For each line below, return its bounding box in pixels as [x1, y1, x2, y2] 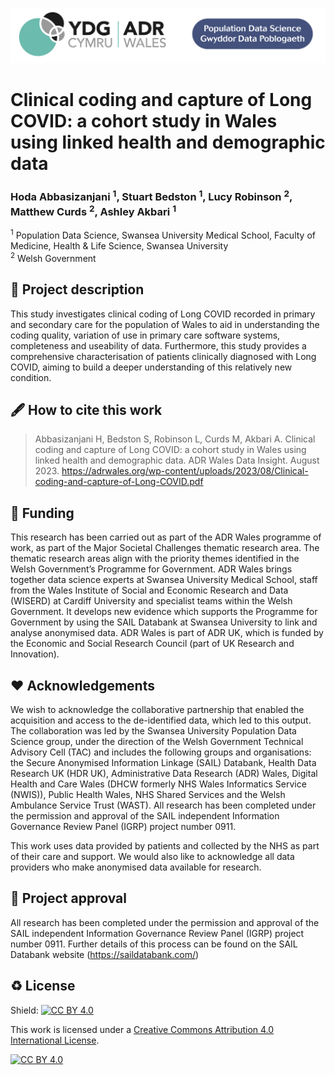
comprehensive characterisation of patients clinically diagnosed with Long [10, 350, 317, 362]
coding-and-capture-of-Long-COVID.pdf [34, 476, 204, 488]
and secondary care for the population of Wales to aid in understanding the [10, 318, 320, 330]
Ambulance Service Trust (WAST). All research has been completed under [10, 799, 317, 812]
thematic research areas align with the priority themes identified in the [10, 553, 300, 565]
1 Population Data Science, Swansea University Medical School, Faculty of [10, 228, 316, 242]
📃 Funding [10, 504, 75, 522]
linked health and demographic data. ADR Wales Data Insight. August [34, 454, 320, 467]
